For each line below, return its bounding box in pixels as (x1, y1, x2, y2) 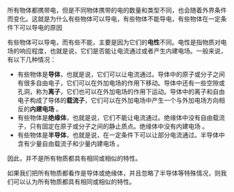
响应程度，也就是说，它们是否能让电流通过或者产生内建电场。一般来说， (19, 47, 227, 55)
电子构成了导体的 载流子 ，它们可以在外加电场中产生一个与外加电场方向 (17, 96, 219, 104)
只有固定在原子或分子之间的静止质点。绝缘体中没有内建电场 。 (29, 122, 209, 130)
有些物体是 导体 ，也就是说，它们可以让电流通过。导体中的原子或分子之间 (17, 70, 225, 78)
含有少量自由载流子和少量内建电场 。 (17, 139, 123, 148)
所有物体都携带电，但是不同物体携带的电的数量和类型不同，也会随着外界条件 (7, 6, 227, 14)
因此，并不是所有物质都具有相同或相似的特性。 (7, 155, 141, 162)
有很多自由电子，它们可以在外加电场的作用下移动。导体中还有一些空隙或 (17, 79, 225, 87)
